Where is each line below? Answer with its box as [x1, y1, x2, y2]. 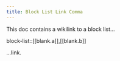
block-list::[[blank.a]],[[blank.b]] [6, 37, 86, 44]
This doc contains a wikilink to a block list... [6, 25, 115, 33]
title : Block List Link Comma [6, 8, 83, 15]
